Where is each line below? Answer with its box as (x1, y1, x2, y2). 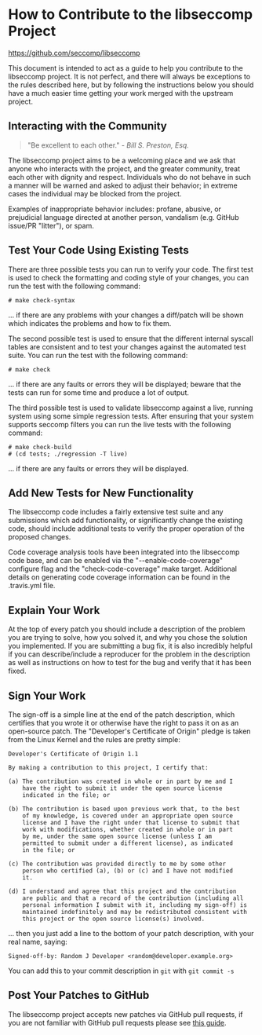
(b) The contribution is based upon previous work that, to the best (8, 805, 241, 813)
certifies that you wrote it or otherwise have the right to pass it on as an (8, 719, 239, 727)
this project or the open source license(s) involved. (22, 915, 206, 923)
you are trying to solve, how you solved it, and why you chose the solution (8, 633, 248, 642)
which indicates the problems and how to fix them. (8, 318, 172, 327)
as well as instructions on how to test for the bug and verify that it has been (8, 658, 252, 667)
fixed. (8, 666, 27, 676)
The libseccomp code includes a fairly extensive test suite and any (8, 507, 224, 517)
